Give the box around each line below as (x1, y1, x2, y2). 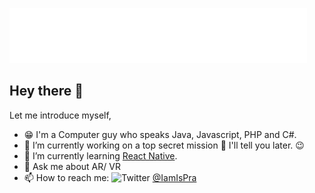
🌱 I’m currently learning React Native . (23, 149, 178, 162)
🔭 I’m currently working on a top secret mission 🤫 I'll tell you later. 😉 (23, 139, 305, 151)
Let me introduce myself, (9, 109, 112, 121)
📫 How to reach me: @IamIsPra (23, 171, 197, 183)
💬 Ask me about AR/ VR (23, 160, 121, 172)
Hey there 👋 (9, 83, 84, 100)
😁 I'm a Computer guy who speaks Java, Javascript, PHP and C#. (23, 128, 297, 140)
